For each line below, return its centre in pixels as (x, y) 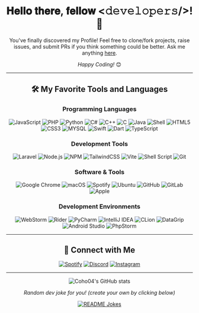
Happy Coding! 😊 (99, 64)
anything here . (99, 53)
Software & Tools (99, 172)
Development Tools (99, 143)
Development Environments (99, 207)
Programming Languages (99, 109)
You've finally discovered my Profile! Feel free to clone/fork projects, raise (99, 40)
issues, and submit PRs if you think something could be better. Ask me (99, 46)
